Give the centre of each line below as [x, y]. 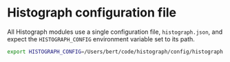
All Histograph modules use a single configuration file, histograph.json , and [115, 32]
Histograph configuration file [92, 13]
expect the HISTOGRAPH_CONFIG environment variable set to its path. [101, 39]
